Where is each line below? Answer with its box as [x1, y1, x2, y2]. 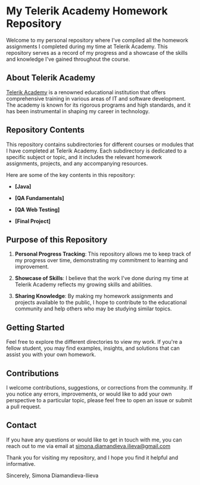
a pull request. [6, 403, 42, 410]
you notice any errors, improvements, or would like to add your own [6, 390, 172, 397]
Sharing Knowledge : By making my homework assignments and [14, 293, 173, 300]
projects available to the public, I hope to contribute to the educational [14, 299, 187, 306]
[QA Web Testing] [14, 206, 60, 213]
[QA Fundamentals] [14, 194, 64, 201]
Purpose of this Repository [6, 234, 108, 245]
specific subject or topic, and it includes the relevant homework [6, 153, 162, 160]
